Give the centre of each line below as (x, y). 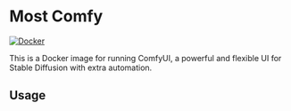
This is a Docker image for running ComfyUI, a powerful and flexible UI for (145, 58)
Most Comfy (56, 16)
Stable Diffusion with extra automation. (81, 67)
